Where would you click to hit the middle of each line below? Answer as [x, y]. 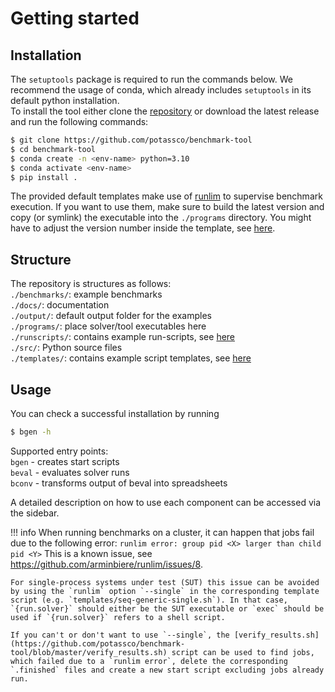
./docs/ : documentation [60, 305]
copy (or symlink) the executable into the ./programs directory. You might [161, 218]
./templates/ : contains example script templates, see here [131, 358]
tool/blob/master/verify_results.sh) [89, 652]
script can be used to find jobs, [243, 652]
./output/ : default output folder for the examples [111, 316]
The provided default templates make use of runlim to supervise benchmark [166, 196]
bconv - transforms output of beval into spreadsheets [119, 483]
